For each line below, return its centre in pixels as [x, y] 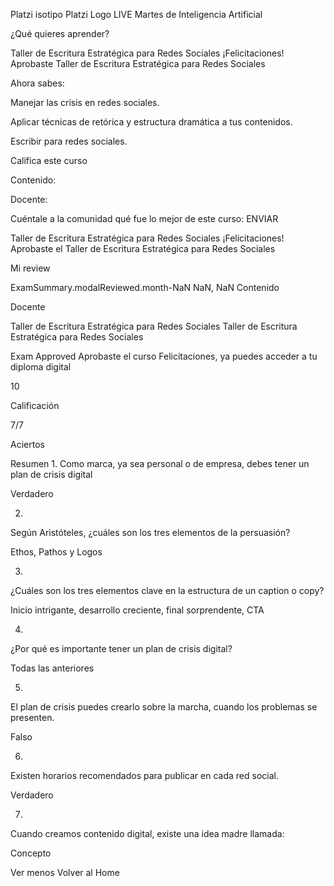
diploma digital [41, 367]
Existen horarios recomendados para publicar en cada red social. [144, 775]
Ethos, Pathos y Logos [56, 552]
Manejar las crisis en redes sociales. [85, 102]
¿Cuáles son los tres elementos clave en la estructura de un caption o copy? [167, 590]
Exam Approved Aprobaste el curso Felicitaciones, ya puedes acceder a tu [164, 356]
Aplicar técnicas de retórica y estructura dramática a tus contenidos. [151, 122]
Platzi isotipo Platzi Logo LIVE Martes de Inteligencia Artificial [136, 14]
